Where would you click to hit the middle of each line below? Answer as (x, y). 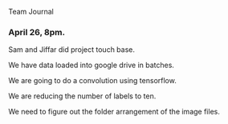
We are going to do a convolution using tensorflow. (92, 81)
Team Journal (31, 12)
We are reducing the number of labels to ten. (82, 96)
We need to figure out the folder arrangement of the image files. (114, 112)
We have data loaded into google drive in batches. (92, 65)
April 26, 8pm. (37, 32)
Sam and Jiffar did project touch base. (71, 50)
